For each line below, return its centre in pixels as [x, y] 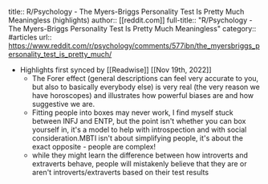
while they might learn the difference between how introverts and [140, 155]
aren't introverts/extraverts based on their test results [120, 172]
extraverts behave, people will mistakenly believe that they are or [139, 164]
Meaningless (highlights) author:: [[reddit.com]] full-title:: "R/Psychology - [130, 20]
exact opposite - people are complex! [94, 147]
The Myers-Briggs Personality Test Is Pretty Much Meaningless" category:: [132, 29]
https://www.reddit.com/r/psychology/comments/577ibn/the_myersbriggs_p [134, 46]
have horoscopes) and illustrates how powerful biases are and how [143, 95]
